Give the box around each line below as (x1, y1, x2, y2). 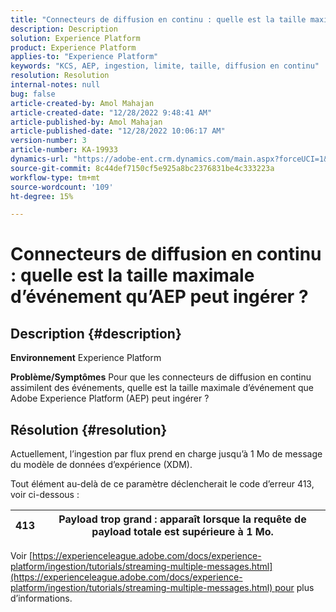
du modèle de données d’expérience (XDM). (10, 459, 193, 471)
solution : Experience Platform (10, 33, 141, 43)
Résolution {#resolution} (10, 421, 168, 438)
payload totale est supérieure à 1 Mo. (91, 525, 274, 539)
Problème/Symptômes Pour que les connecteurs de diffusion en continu (10, 371, 312, 383)
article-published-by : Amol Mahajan (10, 117, 163, 127)
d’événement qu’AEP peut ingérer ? (10, 286, 309, 308)
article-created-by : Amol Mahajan (10, 98, 155, 108)
